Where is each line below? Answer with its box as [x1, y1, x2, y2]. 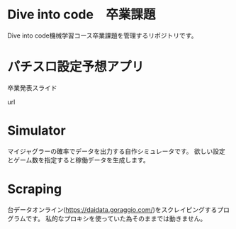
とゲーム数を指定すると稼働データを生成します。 [7, 155, 150, 164]
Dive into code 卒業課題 [7, 6, 156, 23]
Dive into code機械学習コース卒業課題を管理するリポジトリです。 [7, 31, 198, 40]
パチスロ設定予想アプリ [7, 59, 145, 75]
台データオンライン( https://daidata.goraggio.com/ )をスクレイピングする [7, 205, 218, 213]
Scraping [7, 181, 62, 197]
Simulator [7, 123, 66, 139]
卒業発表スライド [7, 83, 57, 92]
